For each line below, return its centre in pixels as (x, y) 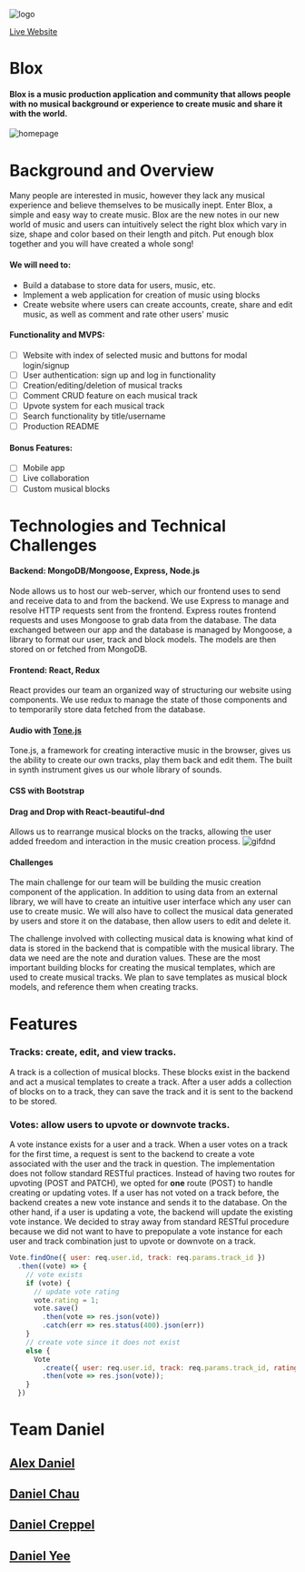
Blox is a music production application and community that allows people (150, 94)
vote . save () (56, 1309)
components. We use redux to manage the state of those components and (148, 700)
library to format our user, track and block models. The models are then (143, 639)
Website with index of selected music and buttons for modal (135, 355)
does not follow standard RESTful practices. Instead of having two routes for (152, 1174)
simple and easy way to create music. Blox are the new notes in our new (144, 215)
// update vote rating (76, 1292)
